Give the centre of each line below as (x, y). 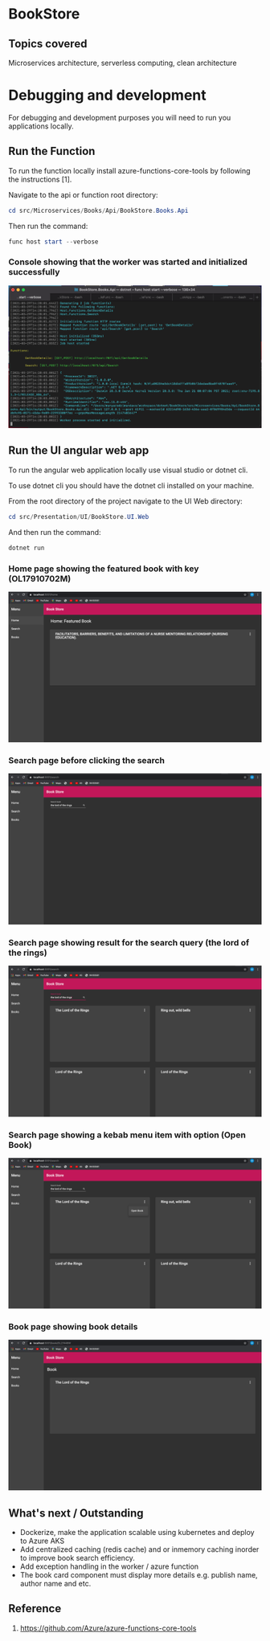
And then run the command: (55, 532)
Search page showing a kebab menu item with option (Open (127, 1135)
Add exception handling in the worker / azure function (109, 1566)
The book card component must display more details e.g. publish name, (139, 1575)
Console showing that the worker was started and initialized (128, 262)
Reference (35, 1608)
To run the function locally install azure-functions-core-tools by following (129, 170)
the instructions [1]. (40, 179)
